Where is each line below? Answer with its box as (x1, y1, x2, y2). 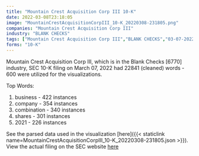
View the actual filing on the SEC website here (6, 143, 119, 150)
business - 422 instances (14, 93, 77, 101)
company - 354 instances (14, 100, 78, 107)
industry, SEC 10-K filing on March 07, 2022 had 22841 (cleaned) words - (6, 64, 185, 71)
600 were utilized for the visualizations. (6, 71, 102, 78)
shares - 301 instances (14, 112, 70, 119)
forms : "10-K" (6, 42, 41, 48)
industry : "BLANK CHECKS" (6, 31, 70, 37)
